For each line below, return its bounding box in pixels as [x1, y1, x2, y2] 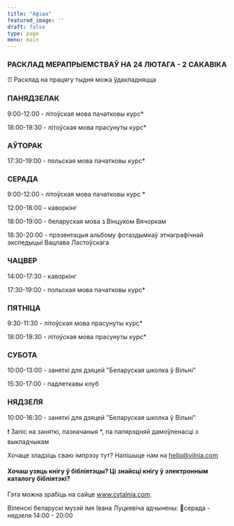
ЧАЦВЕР [7, 256, 37, 265]
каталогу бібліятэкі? [7, 475, 70, 483]
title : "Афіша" [7, 10, 52, 18]
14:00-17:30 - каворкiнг [7, 272, 77, 280]
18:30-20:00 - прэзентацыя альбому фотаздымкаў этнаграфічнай [7, 231, 204, 239]
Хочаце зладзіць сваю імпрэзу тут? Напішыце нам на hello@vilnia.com [7, 451, 219, 459]
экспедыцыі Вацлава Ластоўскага [7, 238, 110, 246]
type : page [7, 29, 39, 37]
